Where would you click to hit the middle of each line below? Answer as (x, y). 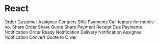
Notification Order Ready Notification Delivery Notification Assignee (73, 32)
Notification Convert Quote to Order (41, 37)
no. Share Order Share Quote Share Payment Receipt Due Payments (73, 27)
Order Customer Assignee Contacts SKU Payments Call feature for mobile (79, 22)
